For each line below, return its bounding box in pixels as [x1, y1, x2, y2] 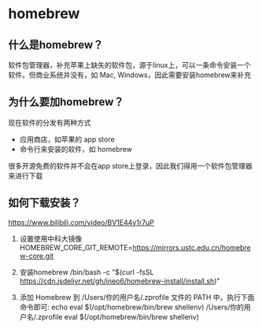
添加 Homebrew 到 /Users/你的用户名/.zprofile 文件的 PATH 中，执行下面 [19, 292, 255, 301]
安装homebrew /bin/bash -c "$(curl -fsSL [19, 267, 154, 276]
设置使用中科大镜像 [19, 234, 83, 243]
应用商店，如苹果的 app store [19, 135, 116, 144]
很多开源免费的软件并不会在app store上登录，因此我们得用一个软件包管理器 [8, 161, 253, 170]
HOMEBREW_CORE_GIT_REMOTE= [19, 242, 133, 252]
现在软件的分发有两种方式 [8, 117, 91, 127]
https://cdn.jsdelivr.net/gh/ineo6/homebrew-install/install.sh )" [19, 276, 220, 286]
